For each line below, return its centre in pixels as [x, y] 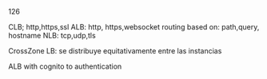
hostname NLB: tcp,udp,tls [52, 36]
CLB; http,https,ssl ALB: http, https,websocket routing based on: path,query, [134, 27]
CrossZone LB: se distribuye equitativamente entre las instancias [115, 51]
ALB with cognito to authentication [65, 66]
